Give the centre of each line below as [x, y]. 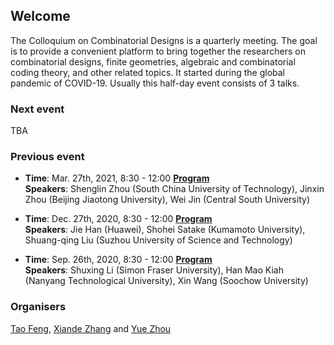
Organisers [38, 307]
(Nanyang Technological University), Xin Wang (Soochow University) [166, 281]
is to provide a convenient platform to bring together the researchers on [158, 51]
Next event [37, 109]
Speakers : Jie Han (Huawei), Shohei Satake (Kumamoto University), [165, 230]
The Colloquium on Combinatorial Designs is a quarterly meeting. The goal [164, 40]
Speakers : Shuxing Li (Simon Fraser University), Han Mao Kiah [154, 270]
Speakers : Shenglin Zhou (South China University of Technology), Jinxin [174, 189]
